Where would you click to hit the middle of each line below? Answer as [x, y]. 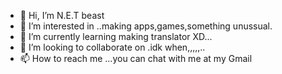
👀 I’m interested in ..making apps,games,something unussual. [146, 26]
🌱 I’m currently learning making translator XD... [116, 36]
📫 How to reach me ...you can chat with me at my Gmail [136, 58]
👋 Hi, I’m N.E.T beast [62, 15]
